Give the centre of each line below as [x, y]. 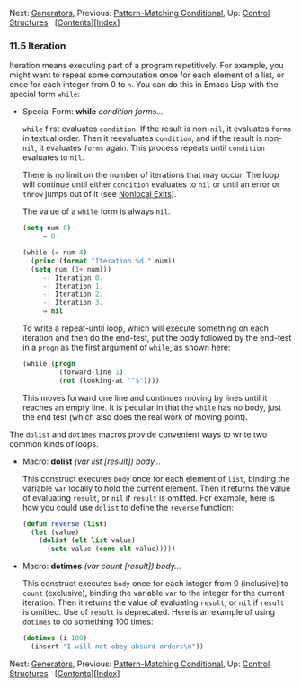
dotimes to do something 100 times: [88, 622]
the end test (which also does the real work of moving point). [135, 416]
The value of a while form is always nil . [96, 211]
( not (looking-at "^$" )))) [109, 380]
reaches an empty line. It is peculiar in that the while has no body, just [151, 407]
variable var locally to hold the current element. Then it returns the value [156, 488]
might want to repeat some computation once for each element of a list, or [147, 75]
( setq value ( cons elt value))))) [111, 549]
